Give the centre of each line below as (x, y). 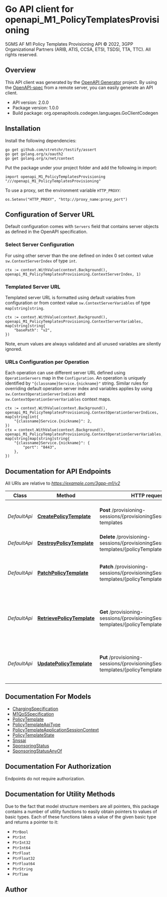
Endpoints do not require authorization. (45, 778)
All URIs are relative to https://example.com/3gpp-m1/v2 (63, 484)
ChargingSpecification (35, 709)
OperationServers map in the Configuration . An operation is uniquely (76, 378)
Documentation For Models (48, 697)
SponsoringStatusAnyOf (37, 751)
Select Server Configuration (40, 245)
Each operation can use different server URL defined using (65, 373)
